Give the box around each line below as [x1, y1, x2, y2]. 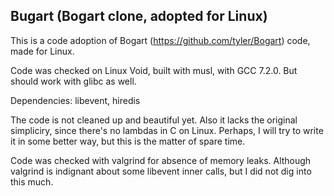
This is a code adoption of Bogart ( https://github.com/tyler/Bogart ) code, [10, 34, 311, 46]
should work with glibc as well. [10, 75, 137, 87]
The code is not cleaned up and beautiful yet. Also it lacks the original [10, 114, 298, 126]
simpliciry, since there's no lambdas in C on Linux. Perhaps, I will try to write [10, 124, 324, 136]
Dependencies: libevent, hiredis [10, 94, 141, 106]
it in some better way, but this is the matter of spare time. [10, 135, 246, 147]
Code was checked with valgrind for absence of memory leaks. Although [10, 154, 312, 166]
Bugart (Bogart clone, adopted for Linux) [10, 8, 268, 25]
